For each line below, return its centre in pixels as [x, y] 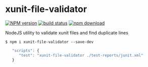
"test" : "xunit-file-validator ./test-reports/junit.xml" [81, 55]
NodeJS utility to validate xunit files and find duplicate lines [67, 32]
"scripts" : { [26, 50]
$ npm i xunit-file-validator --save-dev [50, 42]
